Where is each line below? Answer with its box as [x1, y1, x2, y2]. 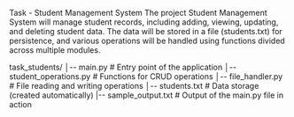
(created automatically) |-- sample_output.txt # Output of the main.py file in [9, 90, 284, 100]
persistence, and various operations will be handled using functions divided [9, 35, 285, 46]
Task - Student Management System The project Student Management [9, 8, 267, 18]
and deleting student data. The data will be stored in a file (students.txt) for [9, 26, 283, 36]
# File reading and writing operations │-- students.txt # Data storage [9, 81, 259, 91]
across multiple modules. [9, 45, 101, 55]
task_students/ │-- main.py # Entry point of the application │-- [9, 62, 237, 72]
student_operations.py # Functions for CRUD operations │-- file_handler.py [9, 71, 283, 82]
